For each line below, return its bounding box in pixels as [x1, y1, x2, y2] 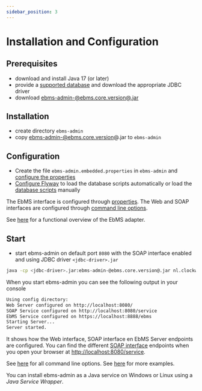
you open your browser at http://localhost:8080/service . [6, 348, 145, 355]
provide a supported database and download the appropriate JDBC [14, 81, 182, 88]
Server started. [6, 325, 47, 331]
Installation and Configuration [6, 34, 159, 48]
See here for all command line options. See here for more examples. [6, 360, 175, 368]
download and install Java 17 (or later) [14, 75, 109, 82]
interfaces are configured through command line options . [6, 204, 148, 211]
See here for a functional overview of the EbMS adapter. [6, 216, 145, 224]
